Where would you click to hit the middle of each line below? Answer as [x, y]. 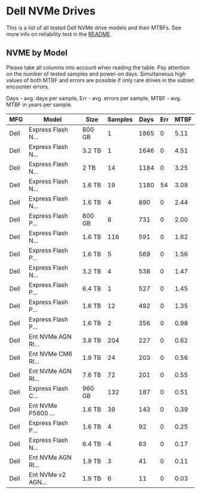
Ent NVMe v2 [48, 474]
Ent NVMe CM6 [51, 354]
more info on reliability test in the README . [59, 34]
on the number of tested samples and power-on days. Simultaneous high [96, 74]
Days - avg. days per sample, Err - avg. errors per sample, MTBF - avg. [94, 98]
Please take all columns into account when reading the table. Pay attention [98, 67]
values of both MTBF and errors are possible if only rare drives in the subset [100, 80]
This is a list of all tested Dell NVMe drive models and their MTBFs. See [94, 28]
